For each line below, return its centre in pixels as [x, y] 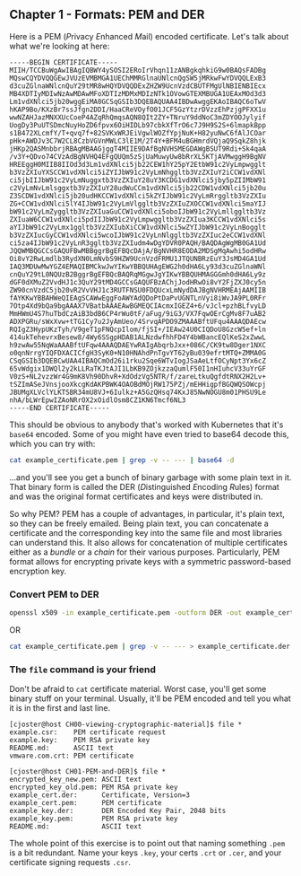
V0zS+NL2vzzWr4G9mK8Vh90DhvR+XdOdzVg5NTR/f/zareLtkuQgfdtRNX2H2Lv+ [138, 376]
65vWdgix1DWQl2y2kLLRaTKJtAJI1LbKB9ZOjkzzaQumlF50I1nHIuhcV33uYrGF [138, 368]
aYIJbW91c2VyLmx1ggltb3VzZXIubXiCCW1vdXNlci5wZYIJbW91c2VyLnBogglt [138, 227]
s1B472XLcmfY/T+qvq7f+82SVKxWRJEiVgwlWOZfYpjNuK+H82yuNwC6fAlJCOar [138, 133]
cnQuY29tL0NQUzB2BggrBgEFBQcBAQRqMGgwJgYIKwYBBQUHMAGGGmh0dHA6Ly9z [138, 274]
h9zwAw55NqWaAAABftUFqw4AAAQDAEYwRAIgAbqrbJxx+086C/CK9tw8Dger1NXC [138, 345]
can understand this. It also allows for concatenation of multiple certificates [149, 542]
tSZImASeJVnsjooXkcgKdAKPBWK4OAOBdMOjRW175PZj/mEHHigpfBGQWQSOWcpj [138, 384]
